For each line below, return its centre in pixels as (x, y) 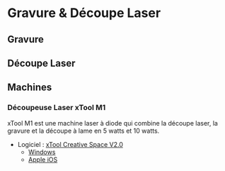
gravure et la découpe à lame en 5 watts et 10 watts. (83, 131)
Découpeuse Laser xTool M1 (57, 108)
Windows (42, 152)
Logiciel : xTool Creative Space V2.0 (70, 144)
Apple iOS (43, 159)
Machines (30, 88)
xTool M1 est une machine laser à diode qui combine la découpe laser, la (112, 123)
